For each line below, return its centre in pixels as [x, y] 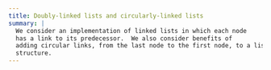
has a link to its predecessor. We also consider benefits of [124, 38]
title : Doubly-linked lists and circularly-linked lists [106, 16]
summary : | [27, 23]
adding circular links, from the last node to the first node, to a [133, 46]
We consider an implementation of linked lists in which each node [131, 31]
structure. [34, 53]
